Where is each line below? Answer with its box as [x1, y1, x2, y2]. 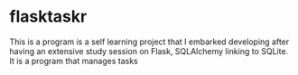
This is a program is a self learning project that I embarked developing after [9, 36, 290, 47]
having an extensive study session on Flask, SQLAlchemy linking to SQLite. [9, 45, 289, 56]
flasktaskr [9, 6, 88, 27]
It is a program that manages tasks [9, 55, 138, 66]
